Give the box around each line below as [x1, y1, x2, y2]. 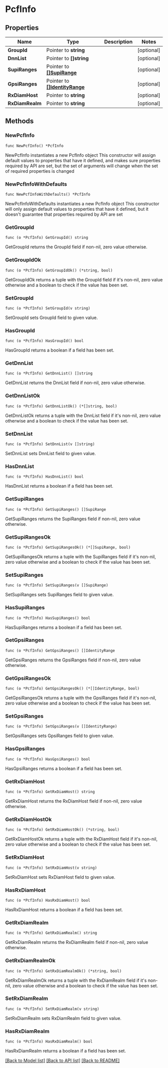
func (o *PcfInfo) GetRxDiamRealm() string [5, 930, 97, 936]
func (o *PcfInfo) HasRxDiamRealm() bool [5, 1039, 93, 1044]
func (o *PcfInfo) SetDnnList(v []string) [5, 442, 95, 447]
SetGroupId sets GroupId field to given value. [5, 314, 98, 320]
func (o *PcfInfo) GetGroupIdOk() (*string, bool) [5, 268, 113, 273]
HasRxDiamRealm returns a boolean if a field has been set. [5, 1048, 126, 1054]
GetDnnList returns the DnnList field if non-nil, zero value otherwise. [5, 380, 146, 386]
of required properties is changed [5, 168, 74, 174]
